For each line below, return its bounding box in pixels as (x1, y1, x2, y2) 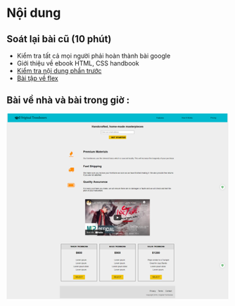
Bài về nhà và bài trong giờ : (6, 94, 130, 106)
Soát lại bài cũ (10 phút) (6, 33, 112, 45)
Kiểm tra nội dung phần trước (16, 67, 102, 75)
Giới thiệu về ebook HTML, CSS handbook (16, 59, 139, 68)
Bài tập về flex (16, 74, 58, 82)
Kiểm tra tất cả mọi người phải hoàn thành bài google (16, 51, 171, 60)
